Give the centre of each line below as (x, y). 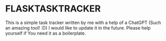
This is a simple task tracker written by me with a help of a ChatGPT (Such (83, 22)
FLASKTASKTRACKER (53, 9)
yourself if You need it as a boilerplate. (46, 33)
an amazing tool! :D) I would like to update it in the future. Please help (78, 27)
